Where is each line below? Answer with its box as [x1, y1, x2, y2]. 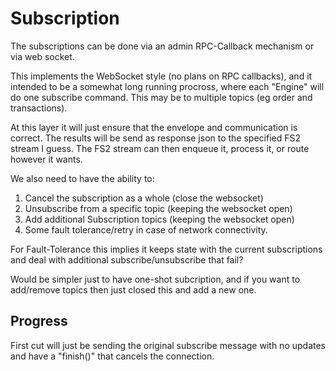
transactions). [10, 102, 68, 114]
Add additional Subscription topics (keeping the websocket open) [24, 213, 295, 225]
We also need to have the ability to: [10, 172, 155, 184]
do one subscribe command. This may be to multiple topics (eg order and [10, 91, 313, 103]
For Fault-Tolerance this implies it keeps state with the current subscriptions [10, 243, 323, 255]
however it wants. [10, 153, 83, 165]
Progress [10, 313, 68, 330]
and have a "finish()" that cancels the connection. [10, 350, 215, 362]
